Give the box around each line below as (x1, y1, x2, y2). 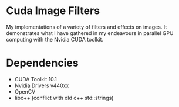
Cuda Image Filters (6, 4, 100, 18)
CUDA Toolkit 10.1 (14, 75, 58, 82)
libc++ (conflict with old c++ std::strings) (14, 94, 114, 101)
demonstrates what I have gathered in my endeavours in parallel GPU (6, 29, 174, 36)
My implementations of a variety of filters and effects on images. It (6, 23, 167, 30)
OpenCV (14, 88, 36, 95)
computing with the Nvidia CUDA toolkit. (6, 36, 104, 43)
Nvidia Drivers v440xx (14, 82, 69, 89)
